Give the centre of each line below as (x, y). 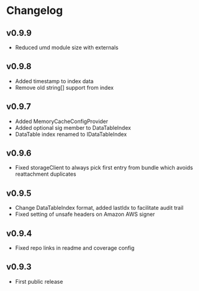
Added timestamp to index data (54, 81)
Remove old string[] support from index (64, 87)
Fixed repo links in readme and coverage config (75, 248)
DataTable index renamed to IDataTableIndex (71, 134)
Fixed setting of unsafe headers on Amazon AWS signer (85, 214)
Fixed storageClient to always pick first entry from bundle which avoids (104, 168)
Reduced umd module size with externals (67, 47)
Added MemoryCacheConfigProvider (62, 121)
